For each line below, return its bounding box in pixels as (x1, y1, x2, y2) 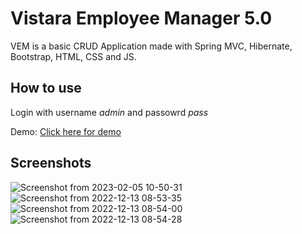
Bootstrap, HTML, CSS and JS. (10, 50, 137, 62)
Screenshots (10, 155, 92, 172)
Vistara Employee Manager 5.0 (10, 7, 273, 30)
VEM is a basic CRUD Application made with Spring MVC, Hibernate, (10, 40, 293, 52)
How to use (10, 80, 82, 97)
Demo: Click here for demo (10, 125, 122, 137)
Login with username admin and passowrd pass (10, 106, 209, 118)
